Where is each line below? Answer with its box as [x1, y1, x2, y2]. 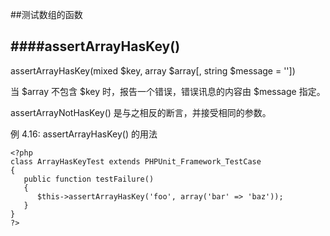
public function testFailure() [23, 174, 155, 184]
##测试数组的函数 [10, 9, 83, 20]
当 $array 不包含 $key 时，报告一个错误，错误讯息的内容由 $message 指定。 [10, 85, 326, 97]
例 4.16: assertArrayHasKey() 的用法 [10, 128, 158, 140]
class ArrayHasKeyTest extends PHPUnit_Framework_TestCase [10, 156, 262, 167]
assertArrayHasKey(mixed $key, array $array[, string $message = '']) [10, 64, 296, 77]
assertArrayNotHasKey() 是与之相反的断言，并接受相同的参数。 [10, 106, 272, 118]
